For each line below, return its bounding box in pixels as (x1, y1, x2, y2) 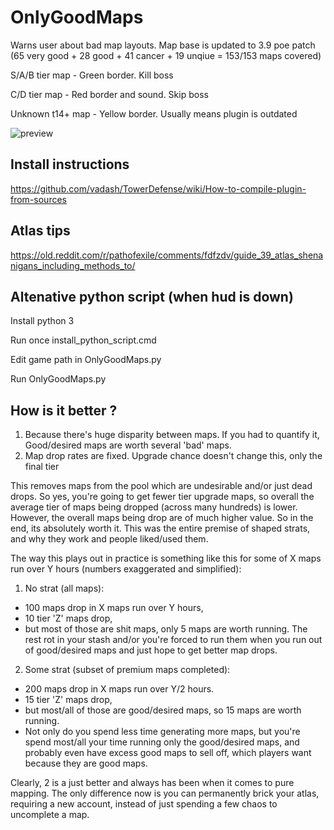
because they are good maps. (24, 757, 148, 770)
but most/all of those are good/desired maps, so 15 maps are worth (24, 704, 302, 716)
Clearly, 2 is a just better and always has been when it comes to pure (10, 777, 295, 789)
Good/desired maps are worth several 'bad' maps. (24, 439, 232, 451)
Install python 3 (10, 315, 75, 327)
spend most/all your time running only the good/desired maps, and (24, 736, 300, 748)
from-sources (10, 193, 67, 205)
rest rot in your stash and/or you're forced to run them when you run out (24, 634, 323, 646)
